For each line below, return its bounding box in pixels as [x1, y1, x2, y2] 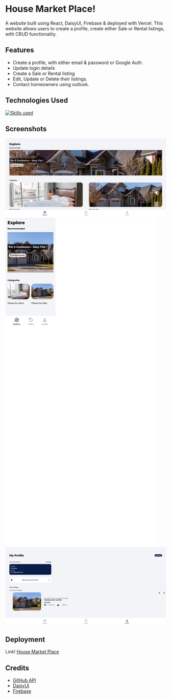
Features [5, 46, 34, 54]
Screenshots [5, 124, 47, 133]
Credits [5, 664, 30, 672]
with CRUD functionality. [5, 31, 57, 37]
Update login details [12, 65, 55, 71]
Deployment [5, 635, 45, 644]
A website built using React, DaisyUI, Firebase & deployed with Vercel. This [5, 20, 163, 26]
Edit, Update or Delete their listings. [12, 75, 88, 82]
